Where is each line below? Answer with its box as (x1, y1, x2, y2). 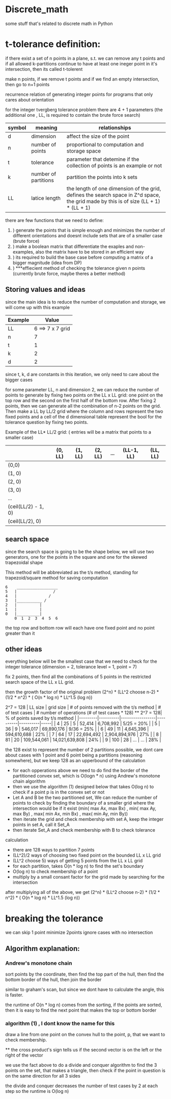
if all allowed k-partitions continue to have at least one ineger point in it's (5, 60, 158, 67)
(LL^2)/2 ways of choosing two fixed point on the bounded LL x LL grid (12, 852, 161, 858)
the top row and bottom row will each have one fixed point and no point (5, 625, 155, 631)
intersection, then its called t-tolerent (5, 66, 83, 72)
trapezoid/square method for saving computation (5, 575, 108, 581)
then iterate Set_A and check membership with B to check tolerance (12, 827, 155, 833)
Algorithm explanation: (5, 944, 80, 953)
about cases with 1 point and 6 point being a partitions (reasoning (5, 752, 142, 758)
